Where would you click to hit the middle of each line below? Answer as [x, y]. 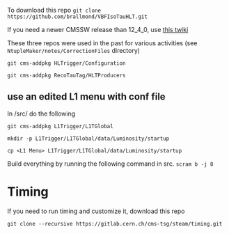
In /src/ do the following [41, 114]
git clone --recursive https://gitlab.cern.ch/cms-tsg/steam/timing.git [115, 224]
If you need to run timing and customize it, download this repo [96, 211]
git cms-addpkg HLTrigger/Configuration [67, 63]
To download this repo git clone [54, 10]
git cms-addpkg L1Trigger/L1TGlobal [60, 126]
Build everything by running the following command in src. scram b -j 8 [110, 164]
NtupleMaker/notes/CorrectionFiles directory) [74, 50]
